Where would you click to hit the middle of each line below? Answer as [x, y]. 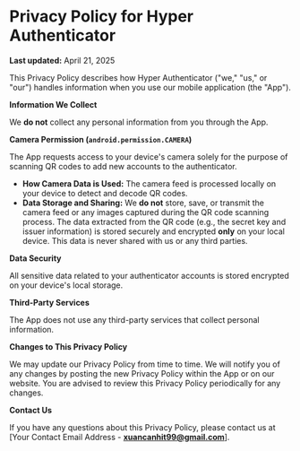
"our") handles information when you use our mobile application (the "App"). [150, 87]
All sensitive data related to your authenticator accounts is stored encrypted [149, 275]
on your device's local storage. [66, 285]
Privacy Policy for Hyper [102, 17]
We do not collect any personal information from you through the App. [139, 122]
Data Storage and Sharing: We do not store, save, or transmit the [143, 203]
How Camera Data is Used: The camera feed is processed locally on [149, 183]
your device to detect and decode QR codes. [105, 193]
